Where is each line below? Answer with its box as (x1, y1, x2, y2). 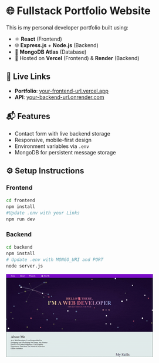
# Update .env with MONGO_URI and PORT (6, 256, 104, 263)
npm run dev (6, 216, 35, 222)
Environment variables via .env (14, 143, 89, 150)
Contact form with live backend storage (14, 130, 110, 137)
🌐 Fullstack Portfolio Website (6, 4, 151, 18)
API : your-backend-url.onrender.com (14, 93, 104, 101)
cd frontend (6, 197, 35, 204)
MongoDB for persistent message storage (14, 148, 116, 156)
